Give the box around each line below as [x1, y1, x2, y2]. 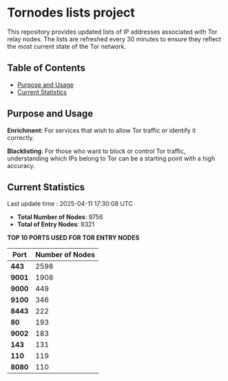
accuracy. [7, 161, 36, 169]
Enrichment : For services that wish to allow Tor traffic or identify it [7, 126, 196, 134]
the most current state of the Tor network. [7, 42, 126, 50]
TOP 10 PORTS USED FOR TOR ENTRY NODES [7, 234, 140, 242]
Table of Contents [7, 62, 86, 74]
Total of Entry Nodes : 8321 [17, 220, 95, 229]
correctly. [7, 133, 34, 142]
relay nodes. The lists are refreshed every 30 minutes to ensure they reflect [7, 34, 222, 43]
